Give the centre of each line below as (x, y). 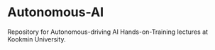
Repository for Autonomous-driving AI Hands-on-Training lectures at (107, 32)
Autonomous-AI (56, 12)
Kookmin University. (37, 39)
